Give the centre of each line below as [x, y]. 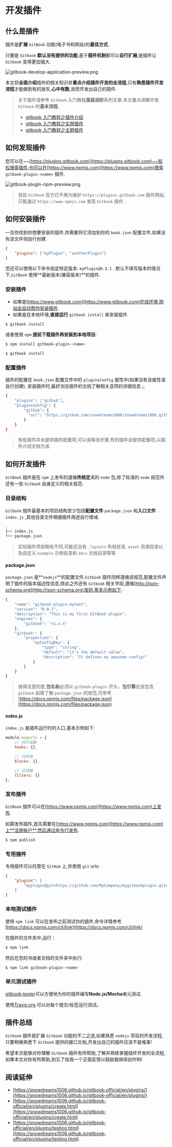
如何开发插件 [26, 464]
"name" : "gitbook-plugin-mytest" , [51, 605]
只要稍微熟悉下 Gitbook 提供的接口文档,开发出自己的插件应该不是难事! [79, 1042]
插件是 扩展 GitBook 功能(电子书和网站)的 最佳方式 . [57, 44]
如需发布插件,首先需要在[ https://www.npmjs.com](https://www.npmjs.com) [84, 824]
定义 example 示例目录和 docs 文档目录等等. [72, 553]
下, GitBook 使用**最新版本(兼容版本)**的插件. [53, 275]
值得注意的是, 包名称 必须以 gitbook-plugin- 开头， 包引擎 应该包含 [86, 686]
